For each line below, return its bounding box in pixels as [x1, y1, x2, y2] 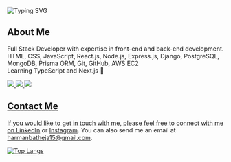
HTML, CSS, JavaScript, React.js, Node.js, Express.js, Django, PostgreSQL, [7, 51, 220, 60]
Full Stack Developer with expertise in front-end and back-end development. [7, 45, 224, 53]
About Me [7, 26, 50, 38]
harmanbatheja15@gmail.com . [7, 133, 93, 141]
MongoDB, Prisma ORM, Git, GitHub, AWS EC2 [7, 59, 139, 67]
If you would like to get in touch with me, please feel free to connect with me [7, 119, 224, 127]
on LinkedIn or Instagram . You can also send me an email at [7, 126, 177, 134]
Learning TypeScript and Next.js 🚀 [7, 66, 104, 75]
